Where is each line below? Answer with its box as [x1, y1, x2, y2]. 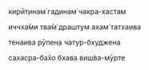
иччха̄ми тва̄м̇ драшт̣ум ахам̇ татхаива [8, 22, 142, 31]
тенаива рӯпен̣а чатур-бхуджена [8, 37, 121, 47]
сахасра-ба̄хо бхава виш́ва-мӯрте [8, 53, 126, 62]
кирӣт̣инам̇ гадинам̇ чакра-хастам [8, 7, 127, 16]
